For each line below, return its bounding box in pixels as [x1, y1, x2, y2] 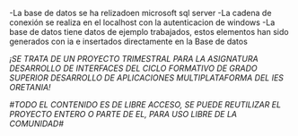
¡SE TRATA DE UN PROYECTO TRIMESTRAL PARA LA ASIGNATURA [9, 54, 259, 64]
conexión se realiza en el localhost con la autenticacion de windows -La [9, 17, 276, 28]
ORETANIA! [9, 82, 51, 92]
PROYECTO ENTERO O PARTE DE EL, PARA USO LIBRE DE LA [9, 109, 238, 119]
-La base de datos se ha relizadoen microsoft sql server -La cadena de [9, 8, 272, 18]
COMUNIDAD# [9, 118, 65, 129]
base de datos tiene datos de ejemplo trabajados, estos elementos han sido [9, 27, 289, 37]
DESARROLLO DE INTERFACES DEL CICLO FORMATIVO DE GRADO [9, 63, 258, 73]
